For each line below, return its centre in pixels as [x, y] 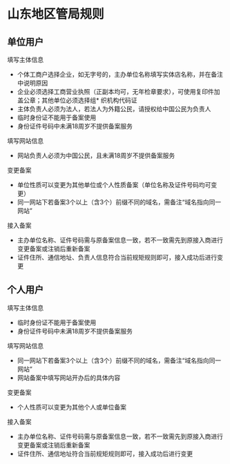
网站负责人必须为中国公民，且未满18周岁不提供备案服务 [96, 155]
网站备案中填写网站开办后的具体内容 [69, 378]
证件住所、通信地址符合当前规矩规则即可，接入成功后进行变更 [105, 454]
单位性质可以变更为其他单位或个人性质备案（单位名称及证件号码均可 [114, 185]
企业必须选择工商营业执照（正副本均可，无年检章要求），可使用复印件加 [118, 91]
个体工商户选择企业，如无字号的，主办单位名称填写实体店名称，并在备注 [120, 74]
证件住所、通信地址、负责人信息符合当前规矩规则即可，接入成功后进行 [117, 257]
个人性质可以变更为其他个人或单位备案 [71, 407]
